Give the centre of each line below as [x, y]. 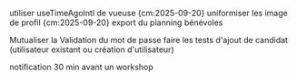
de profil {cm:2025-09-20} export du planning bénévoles [116, 22]
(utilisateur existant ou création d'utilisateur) [92, 49]
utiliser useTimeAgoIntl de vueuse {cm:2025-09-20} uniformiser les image [148, 13]
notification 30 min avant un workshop [82, 67]
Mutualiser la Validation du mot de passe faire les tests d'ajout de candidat [149, 40]
